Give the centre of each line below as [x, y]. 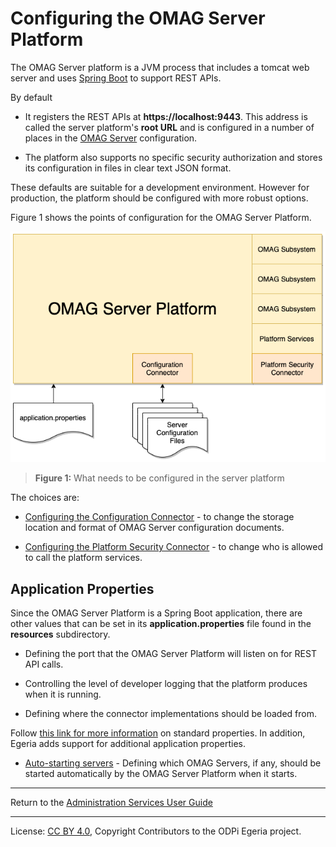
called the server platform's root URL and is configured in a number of [169, 127]
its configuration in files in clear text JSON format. [128, 168]
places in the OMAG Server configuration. [111, 138]
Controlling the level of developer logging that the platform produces [166, 684]
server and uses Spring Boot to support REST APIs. [116, 78]
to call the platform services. [83, 558]
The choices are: [45, 498]
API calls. [44, 664]
